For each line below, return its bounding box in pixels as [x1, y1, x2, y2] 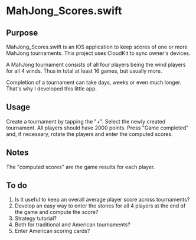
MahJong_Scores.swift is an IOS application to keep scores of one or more [6, 43, 188, 50]
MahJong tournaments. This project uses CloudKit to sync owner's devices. [6, 50, 191, 57]
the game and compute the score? [14, 209, 99, 216]
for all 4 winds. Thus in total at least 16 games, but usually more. [6, 67, 162, 74]
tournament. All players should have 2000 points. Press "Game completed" [6, 124, 189, 131]
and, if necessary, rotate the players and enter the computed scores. [6, 130, 173, 137]
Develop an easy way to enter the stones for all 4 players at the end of [14, 202, 186, 209]
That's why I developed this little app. [6, 85, 97, 92]
